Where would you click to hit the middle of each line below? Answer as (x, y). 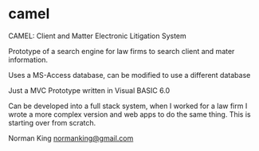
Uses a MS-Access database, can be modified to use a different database (129, 75)
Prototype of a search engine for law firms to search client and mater (122, 51)
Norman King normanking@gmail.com (71, 138)
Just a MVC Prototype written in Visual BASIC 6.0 (89, 90)
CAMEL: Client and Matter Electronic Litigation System (98, 36)
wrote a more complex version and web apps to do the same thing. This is (129, 114)
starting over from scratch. (52, 122)
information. (28, 60)
